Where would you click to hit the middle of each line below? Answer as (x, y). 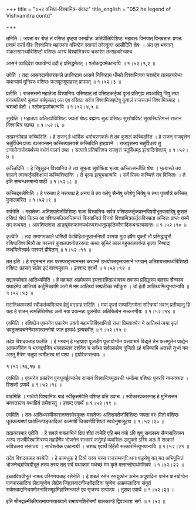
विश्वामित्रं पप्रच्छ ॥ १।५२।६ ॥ (35, 125)
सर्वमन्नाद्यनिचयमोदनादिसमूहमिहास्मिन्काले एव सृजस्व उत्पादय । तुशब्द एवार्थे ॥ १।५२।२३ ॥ (90, 489)
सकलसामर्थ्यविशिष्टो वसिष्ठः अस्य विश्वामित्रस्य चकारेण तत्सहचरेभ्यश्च (69, 52)
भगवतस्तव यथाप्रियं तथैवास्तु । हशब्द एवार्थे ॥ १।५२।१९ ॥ (61, 403)
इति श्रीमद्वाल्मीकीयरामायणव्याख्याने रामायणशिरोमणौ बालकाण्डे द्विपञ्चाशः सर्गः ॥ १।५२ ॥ (86, 501)
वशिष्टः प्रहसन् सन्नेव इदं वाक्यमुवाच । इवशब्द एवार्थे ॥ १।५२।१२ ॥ (68, 268)
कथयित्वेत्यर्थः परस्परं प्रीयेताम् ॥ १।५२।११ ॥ (49, 250)
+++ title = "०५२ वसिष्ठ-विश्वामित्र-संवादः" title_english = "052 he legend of (89, 9)
